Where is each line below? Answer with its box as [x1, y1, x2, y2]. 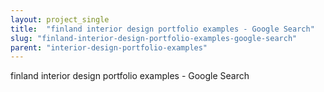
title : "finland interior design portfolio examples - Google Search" [10, 24, 315, 34]
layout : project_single [10, 14, 110, 25]
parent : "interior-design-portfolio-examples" [10, 42, 208, 53]
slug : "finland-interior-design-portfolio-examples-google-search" [10, 33, 298, 43]
